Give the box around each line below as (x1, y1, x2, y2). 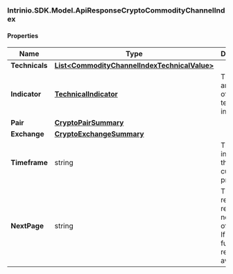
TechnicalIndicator (54, 89, 118, 99)
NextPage (10, 221, 44, 231)
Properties (7, 31, 39, 40)
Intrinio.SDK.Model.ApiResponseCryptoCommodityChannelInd (7, 6, 225, 15)
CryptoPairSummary (54, 118, 124, 128)
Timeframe (10, 158, 49, 168)
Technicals (10, 61, 48, 71)
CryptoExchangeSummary (54, 129, 144, 139)
